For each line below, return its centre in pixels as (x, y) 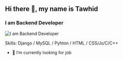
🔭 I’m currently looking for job (42, 52)
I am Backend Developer (34, 23)
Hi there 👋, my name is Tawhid (52, 9)
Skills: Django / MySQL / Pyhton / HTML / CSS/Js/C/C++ (61, 43)
